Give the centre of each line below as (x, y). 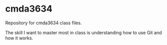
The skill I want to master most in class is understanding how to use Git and (84, 32)
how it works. (19, 38)
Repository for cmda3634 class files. (44, 23)
